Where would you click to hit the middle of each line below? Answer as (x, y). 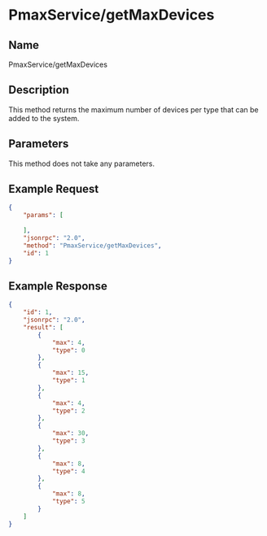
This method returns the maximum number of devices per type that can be (133, 109)
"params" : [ (43, 216)
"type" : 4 (68, 471)
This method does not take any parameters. (81, 163)
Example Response (58, 286)
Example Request (54, 189)
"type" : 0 (68, 350)
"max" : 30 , (70, 434)
